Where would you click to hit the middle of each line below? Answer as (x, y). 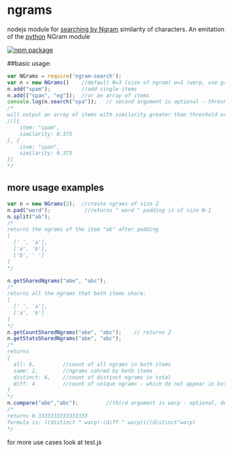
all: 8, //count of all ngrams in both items (92, 364)
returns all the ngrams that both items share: (77, 294)
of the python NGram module (49, 36)
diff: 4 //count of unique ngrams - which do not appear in (114, 384)
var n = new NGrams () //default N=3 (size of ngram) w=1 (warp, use (112, 82)
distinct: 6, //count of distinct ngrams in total (92, 377)
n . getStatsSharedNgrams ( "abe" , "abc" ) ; (65, 339)
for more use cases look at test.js (55, 442)
